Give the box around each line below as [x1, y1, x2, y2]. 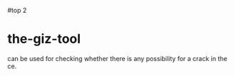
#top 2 [7, 6, 27, 14]
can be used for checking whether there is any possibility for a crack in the [7, 54, 228, 63]
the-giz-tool [7, 31, 81, 47]
